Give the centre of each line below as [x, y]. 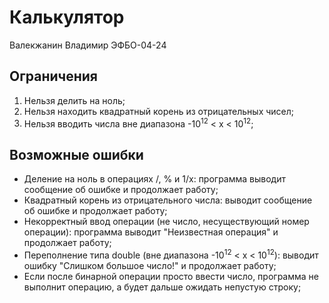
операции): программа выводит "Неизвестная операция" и [151, 232]
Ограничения [53, 76]
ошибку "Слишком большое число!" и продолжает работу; [150, 265]
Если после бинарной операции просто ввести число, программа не [171, 276]
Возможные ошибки [76, 154]
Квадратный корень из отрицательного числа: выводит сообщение [168, 200]
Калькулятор [67, 17]
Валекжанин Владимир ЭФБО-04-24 [88, 45]
